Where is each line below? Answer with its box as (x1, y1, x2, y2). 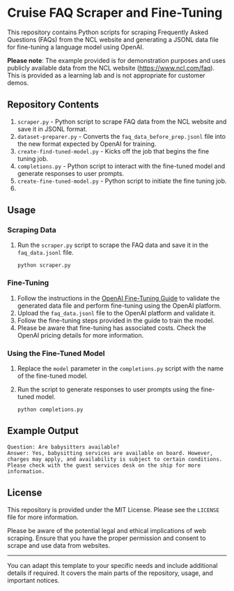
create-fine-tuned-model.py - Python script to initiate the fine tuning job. (17, 177, 227, 185)
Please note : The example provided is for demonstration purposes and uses (7, 56, 226, 64)
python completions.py (17, 406, 84, 413)
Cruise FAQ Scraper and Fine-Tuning (7, 5, 223, 21)
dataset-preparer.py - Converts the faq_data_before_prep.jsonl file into (17, 132, 226, 140)
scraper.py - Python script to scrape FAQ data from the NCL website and (17, 117, 227, 126)
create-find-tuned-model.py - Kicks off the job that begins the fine (17, 147, 210, 155)
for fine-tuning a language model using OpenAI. (7, 43, 144, 51)
